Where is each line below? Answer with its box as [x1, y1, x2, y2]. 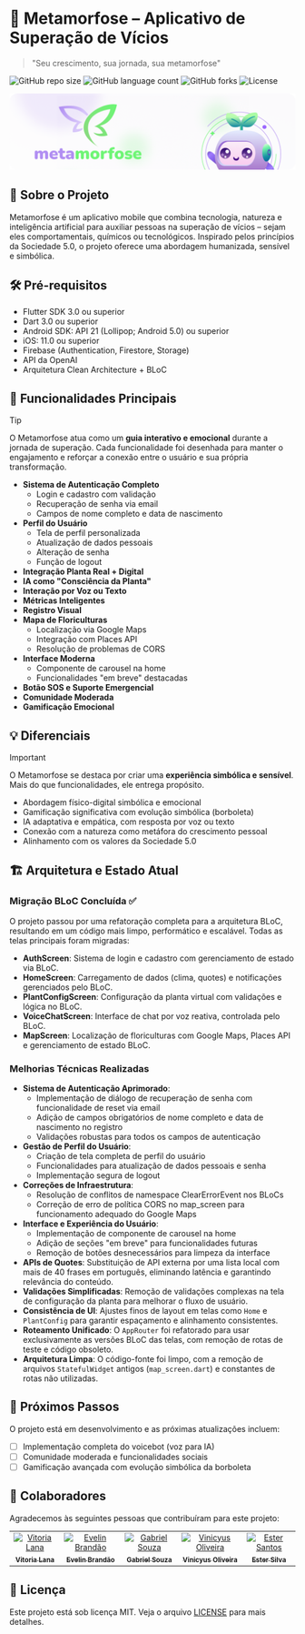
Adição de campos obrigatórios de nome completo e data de [35, 1112, 264, 1123]
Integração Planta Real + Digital [22, 566, 144, 577]
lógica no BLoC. [22, 1001, 83, 1012]
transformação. [9, 461, 67, 472]
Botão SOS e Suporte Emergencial [22, 682, 154, 693]
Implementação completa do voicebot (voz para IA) [22, 1441, 215, 1452]
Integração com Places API [35, 634, 138, 645]
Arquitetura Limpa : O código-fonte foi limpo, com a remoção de [22, 1354, 263, 1365]
